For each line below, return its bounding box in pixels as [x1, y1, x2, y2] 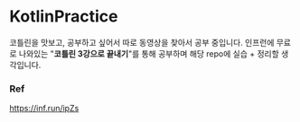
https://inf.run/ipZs [9, 103, 80, 114]
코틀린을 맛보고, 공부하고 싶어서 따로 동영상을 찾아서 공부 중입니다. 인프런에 [9, 37, 275, 48]
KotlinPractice [9, 6, 119, 27]
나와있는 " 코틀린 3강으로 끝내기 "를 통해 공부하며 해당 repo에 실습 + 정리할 [18, 48, 280, 59]
